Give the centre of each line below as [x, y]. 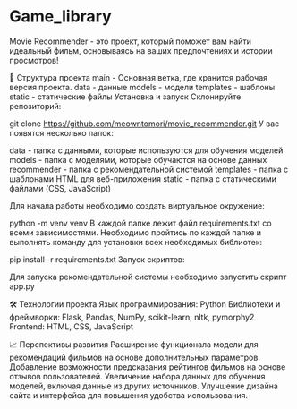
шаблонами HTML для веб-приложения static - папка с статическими [143, 179]
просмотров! [34, 60]
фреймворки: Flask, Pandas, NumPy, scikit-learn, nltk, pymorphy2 [132, 317]
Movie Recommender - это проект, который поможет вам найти [131, 41]
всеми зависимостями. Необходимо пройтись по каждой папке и [136, 232]
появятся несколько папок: [61, 132]
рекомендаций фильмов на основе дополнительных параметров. [135, 357]
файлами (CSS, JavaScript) [60, 188]
